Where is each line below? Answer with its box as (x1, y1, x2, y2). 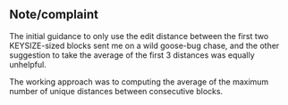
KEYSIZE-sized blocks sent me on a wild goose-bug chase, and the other (9, 40, 280, 51)
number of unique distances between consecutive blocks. (9, 85, 224, 96)
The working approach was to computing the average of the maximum (9, 76, 269, 87)
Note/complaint (9, 7, 99, 22)
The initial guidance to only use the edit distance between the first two (9, 30, 269, 41)
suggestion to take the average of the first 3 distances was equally (9, 49, 255, 61)
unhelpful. (9, 59, 47, 69)
